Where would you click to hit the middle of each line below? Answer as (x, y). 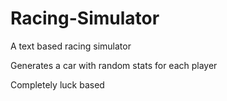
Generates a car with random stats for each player (114, 65)
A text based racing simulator (71, 46)
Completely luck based (57, 84)
